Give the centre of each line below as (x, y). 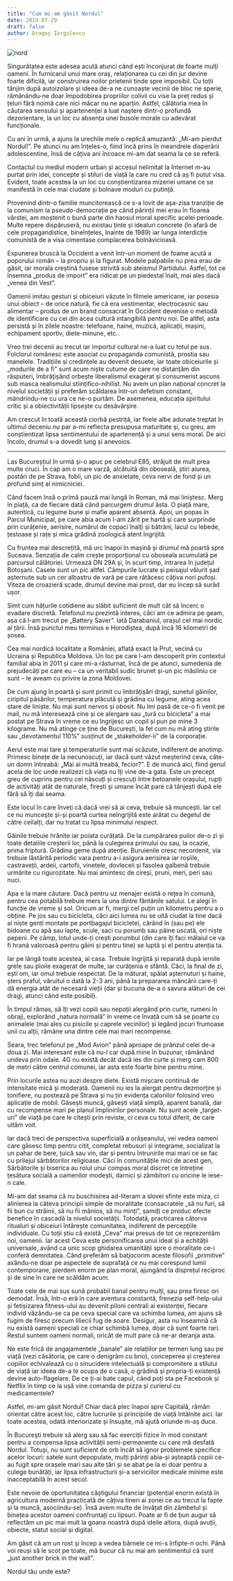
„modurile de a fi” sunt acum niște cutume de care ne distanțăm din (103, 369)
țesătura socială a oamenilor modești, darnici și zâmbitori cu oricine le (107, 1175)
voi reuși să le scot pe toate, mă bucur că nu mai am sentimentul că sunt (111, 1551)
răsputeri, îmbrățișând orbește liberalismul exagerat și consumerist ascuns (114, 376)
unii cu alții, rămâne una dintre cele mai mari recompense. (90, 1031)
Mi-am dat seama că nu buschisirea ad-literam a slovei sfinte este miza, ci (113, 1196)
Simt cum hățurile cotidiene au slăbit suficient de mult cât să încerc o (106, 605)
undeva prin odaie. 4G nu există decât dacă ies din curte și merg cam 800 (113, 1060)
